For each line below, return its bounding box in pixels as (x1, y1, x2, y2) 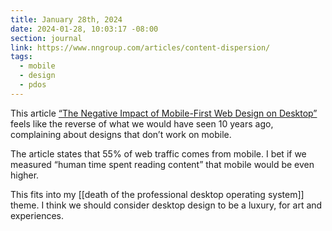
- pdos (19, 80, 47, 90)
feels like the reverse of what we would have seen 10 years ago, (10, 117, 274, 130)
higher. (10, 169, 40, 181)
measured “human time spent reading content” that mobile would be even (10, 158, 315, 170)
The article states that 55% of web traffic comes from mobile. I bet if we (10, 147, 307, 160)
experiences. (10, 209, 65, 221)
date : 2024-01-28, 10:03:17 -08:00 (10, 24, 159, 34)
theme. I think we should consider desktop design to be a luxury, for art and (10, 199, 323, 211)
